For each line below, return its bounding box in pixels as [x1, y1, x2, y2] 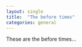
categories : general [6, 19, 57, 25]
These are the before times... [6, 36, 77, 43]
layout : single [6, 8, 44, 15]
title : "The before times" [6, 14, 76, 20]
